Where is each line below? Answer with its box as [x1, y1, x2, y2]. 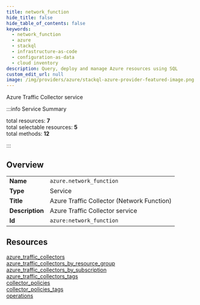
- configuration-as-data [12, 54, 75, 60]
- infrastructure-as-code [12, 49, 78, 55]
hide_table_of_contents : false [6, 20, 86, 26]
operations [6, 292, 33, 299]
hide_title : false [6, 15, 53, 21]
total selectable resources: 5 [6, 124, 78, 131]
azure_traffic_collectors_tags [6, 272, 78, 280]
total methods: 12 [6, 130, 50, 138]
